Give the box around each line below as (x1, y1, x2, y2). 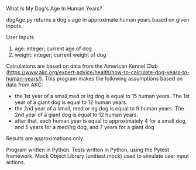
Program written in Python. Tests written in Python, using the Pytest (6, 146, 170, 153)
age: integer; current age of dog (14, 45, 92, 52)
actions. (6, 159, 25, 165)
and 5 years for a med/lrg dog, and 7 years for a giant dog (14, 124, 154, 130)
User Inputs (6, 34, 34, 40)
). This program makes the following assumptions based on (40, 75, 183, 82)
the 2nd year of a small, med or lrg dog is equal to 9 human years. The (14, 105, 184, 112)
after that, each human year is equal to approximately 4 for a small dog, (14, 117, 187, 124)
